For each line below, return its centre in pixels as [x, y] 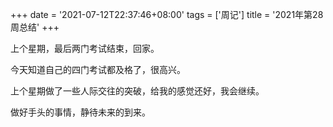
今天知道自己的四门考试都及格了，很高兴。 [98, 69]
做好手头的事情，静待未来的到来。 [80, 112]
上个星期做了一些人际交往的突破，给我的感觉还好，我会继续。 [137, 91]
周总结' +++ [35, 27]
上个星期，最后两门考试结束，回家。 [85, 48]
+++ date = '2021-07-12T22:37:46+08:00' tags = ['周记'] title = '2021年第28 [167, 14]
